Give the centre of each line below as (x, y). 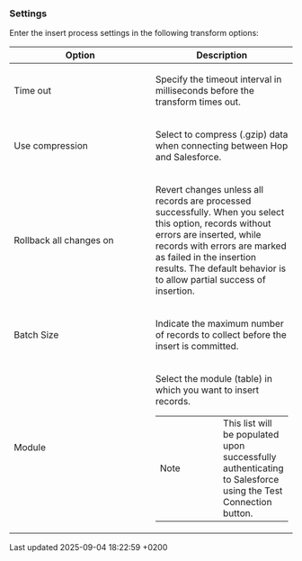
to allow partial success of (211, 280)
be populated (251, 435)
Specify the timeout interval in (219, 79)
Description (222, 55)
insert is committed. (197, 347)
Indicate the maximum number (220, 324)
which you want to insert (207, 390)
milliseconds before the (205, 91)
